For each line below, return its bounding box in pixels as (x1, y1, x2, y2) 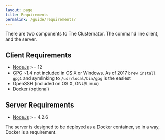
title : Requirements (5, 12, 49, 17)
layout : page (5, 7, 33, 13)
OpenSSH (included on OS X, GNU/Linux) (12, 81, 100, 87)
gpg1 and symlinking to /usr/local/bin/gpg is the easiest (12, 75, 131, 81)
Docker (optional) (12, 86, 49, 92)
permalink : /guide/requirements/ (5, 17, 76, 22)
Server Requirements (5, 100, 75, 109)
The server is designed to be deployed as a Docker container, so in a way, (5, 124, 160, 130)
